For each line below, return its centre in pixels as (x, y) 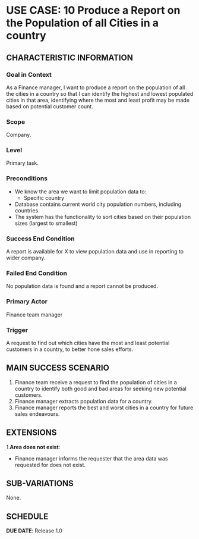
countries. (27, 210)
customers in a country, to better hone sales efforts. (70, 349)
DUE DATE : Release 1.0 (34, 531)
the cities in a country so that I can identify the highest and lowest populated (100, 93)
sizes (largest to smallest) (46, 223)
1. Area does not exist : (33, 447)
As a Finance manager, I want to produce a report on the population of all (96, 87)
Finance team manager (34, 314)
